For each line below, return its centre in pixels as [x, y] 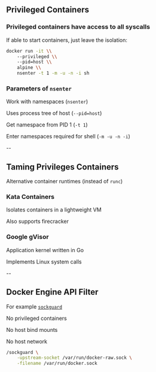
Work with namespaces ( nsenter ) [47, 102]
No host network [27, 341]
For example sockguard [34, 306]
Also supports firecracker [37, 222]
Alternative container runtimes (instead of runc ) [65, 182]
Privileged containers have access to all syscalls [78, 27]
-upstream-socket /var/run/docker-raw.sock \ [75, 358]
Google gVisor [27, 237]
